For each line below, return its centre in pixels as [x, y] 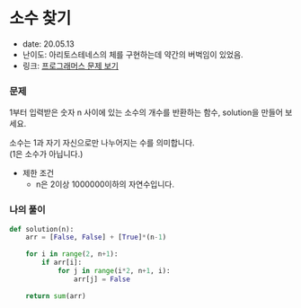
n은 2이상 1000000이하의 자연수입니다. [105, 184]
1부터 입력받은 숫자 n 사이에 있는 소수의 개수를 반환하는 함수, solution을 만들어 [146, 112]
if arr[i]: [62, 263]
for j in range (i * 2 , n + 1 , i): [114, 270]
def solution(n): [42, 229]
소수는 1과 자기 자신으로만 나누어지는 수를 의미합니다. [102, 143]
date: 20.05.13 [48, 44]
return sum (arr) [56, 296]
